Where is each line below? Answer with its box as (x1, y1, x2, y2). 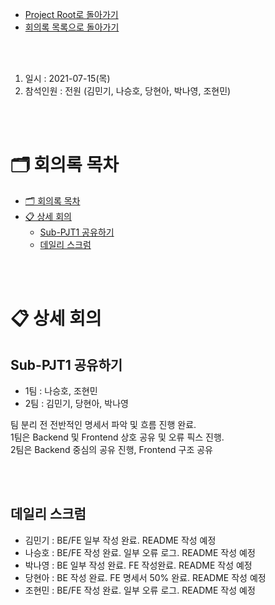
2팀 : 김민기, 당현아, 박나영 (24, 397, 129, 409)
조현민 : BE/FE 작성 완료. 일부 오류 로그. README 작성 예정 (24, 584, 256, 596)
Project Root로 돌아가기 (24, 9, 119, 20)
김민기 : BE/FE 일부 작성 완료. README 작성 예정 (24, 534, 217, 546)
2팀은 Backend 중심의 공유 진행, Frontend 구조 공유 (10, 443, 213, 455)
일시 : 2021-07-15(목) (24, 73, 111, 84)
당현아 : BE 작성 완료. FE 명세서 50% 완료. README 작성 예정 (24, 571, 267, 583)
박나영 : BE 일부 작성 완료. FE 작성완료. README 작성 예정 (24, 559, 253, 571)
